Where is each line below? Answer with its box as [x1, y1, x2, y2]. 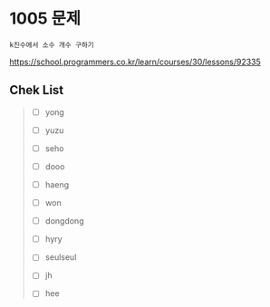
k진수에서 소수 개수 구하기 [9, 40, 94, 50]
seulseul [44, 252, 77, 263]
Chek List [9, 82, 64, 98]
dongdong [44, 216, 84, 226]
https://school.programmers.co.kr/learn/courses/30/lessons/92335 [9, 56, 261, 67]
